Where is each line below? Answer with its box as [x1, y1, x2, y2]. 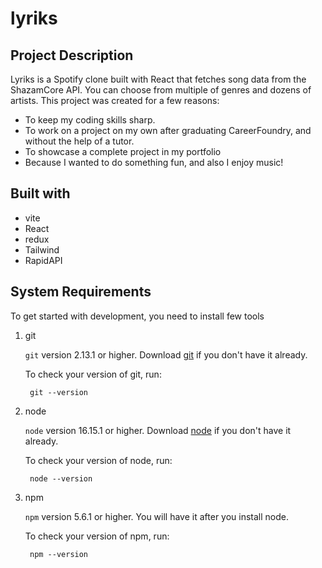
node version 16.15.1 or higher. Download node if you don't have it [24, 424, 292, 436]
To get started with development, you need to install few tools [10, 310, 265, 322]
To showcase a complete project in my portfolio [24, 146, 222, 157]
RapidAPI [24, 254, 63, 266]
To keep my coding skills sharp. [24, 114, 156, 126]
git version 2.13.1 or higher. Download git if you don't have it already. [24, 348, 308, 361]
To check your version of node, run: [24, 454, 173, 466]
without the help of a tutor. [24, 135, 135, 147]
